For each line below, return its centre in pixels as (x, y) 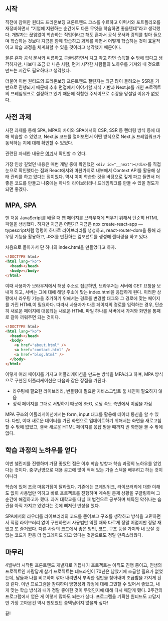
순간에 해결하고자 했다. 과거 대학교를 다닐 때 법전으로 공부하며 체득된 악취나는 (81, 499)
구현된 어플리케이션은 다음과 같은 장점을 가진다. (60, 380)
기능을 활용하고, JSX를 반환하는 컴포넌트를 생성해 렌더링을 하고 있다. (81, 237)
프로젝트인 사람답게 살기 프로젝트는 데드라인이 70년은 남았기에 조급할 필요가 (79, 571)
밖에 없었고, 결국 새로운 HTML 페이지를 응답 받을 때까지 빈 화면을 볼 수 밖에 (89, 427)
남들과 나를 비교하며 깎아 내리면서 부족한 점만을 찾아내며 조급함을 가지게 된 (89, 578)
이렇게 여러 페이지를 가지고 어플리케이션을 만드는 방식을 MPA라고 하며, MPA (79, 374)
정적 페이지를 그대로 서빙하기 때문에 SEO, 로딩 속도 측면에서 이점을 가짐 (82, 403)
